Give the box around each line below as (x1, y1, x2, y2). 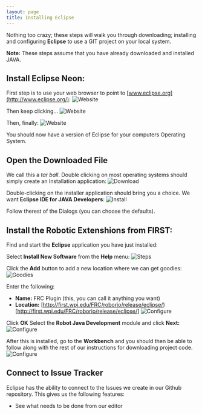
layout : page (6, 8, 39, 15)
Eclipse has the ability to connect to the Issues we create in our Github (6, 384, 182, 391)
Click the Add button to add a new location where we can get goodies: (6, 264, 182, 272)
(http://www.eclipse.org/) (6, 96, 70, 103)
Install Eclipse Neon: (6, 73, 85, 84)
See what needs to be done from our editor (15, 402, 123, 409)
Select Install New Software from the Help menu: (6, 253, 130, 260)
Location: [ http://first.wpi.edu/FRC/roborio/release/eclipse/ (15, 301, 163, 308)
